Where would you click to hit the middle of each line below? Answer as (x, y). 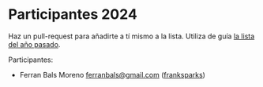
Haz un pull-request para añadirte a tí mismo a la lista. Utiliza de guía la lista (131, 36)
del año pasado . (34, 44)
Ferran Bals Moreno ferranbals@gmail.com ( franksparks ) (112, 74)
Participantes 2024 (73, 14)
